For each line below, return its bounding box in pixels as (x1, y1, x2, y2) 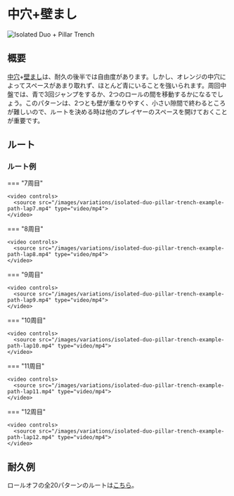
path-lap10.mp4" (7, 343, 55, 350)
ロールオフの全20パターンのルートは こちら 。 (7, 481, 138, 490)
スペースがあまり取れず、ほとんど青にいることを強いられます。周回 (25, 81, 221, 89)
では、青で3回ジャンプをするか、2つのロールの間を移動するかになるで (13, 89, 218, 98)
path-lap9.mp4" (7, 297, 52, 304)
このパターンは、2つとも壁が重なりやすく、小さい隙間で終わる (25, 98, 207, 107)
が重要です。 (7, 116, 44, 125)
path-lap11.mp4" (7, 388, 55, 395)
